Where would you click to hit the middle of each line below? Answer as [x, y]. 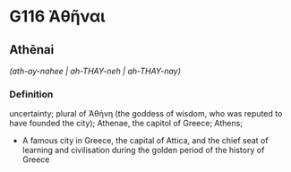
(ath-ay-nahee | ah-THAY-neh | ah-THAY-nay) [95, 71]
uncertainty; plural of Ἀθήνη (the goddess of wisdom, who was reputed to [146, 114]
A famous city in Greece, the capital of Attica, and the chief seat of [145, 141]
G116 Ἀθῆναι [57, 17]
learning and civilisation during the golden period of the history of [143, 150]
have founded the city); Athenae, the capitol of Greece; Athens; [126, 124]
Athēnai [32, 50]
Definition [31, 94]
